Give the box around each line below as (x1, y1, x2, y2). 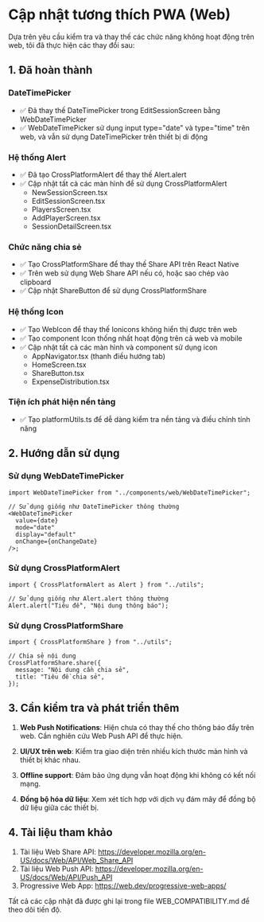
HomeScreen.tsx (31, 360, 87, 369)
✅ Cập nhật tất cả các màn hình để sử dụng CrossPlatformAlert (19, 178, 227, 188)
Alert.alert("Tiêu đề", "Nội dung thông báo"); (8, 601, 169, 610)
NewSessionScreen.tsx (31, 187, 108, 197)
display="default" (15, 530, 77, 538)
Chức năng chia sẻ (8, 241, 82, 252)
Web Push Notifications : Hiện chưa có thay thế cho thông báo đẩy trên (19, 722, 254, 732)
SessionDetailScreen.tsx (31, 221, 112, 231)
